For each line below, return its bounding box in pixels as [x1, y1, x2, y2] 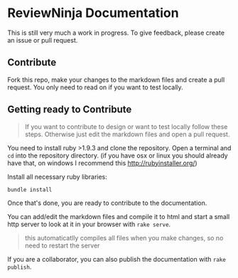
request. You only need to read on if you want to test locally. [7, 83, 183, 91]
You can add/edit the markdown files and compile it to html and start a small [7, 212, 230, 221]
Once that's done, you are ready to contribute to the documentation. [7, 199, 207, 207]
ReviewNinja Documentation [7, 5, 179, 21]
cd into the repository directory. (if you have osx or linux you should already [7, 151, 229, 160]
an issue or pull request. [7, 35, 78, 44]
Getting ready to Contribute [7, 104, 132, 116]
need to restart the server [24, 241, 100, 250]
